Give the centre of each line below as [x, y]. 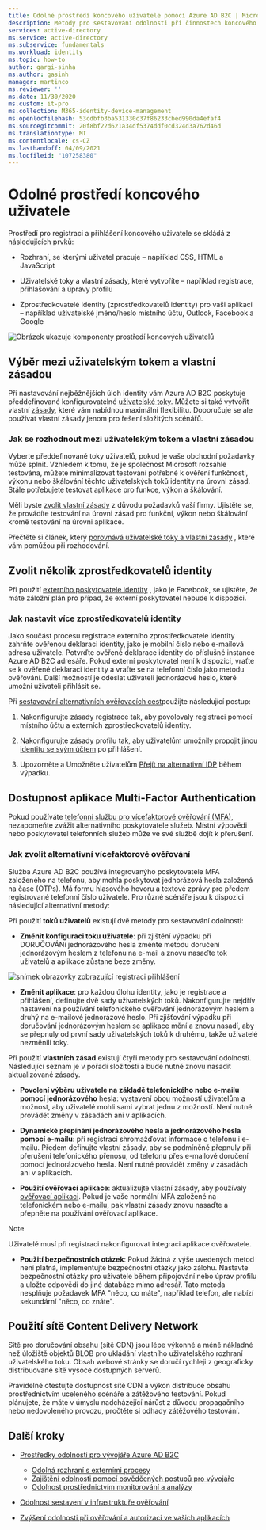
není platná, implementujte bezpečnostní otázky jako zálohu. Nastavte [134, 1267]
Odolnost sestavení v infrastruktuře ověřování [94, 1502]
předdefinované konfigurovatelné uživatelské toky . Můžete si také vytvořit [129, 402]
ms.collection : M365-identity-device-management [90, 112]
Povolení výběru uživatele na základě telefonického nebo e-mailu [129, 1090]
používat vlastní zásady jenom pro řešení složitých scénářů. [106, 418]
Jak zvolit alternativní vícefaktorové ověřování [99, 854]
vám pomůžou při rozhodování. [59, 546]
